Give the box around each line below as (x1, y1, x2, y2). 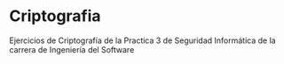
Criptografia (9, 6, 101, 26)
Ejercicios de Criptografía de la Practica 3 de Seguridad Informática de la (9, 35, 277, 46)
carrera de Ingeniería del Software (9, 44, 135, 54)
